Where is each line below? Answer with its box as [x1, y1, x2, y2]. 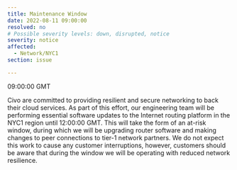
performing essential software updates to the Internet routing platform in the [7, 110, 231, 119]
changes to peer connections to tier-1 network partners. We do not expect [7, 133, 224, 142]
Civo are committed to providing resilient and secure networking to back [7, 96, 219, 104]
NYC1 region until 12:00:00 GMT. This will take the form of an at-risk [7, 118, 206, 127]
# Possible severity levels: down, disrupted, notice [7, 30, 170, 38]
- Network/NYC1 [13, 50, 59, 57]
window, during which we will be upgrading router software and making [7, 125, 216, 135]
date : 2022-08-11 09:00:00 [7, 17, 87, 24]
